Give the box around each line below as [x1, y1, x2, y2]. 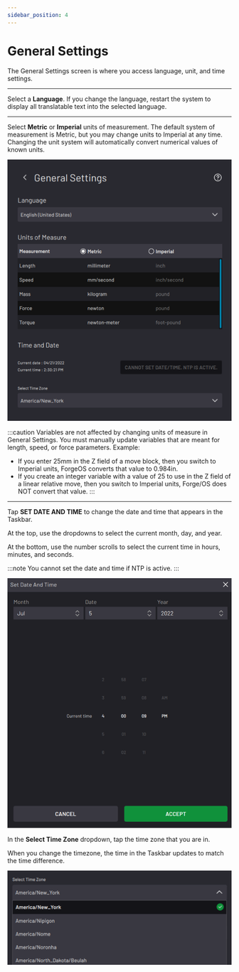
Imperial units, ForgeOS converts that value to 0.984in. [17, 464, 179, 473]
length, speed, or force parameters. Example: [7, 443, 140, 452]
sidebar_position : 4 [7, 11, 69, 18]
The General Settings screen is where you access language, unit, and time [7, 66, 225, 75]
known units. [7, 145, 45, 154]
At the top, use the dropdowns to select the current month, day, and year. [7, 529, 223, 537]
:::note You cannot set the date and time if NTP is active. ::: [7, 564, 180, 572]
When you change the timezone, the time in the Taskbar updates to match [7, 849, 224, 858]
